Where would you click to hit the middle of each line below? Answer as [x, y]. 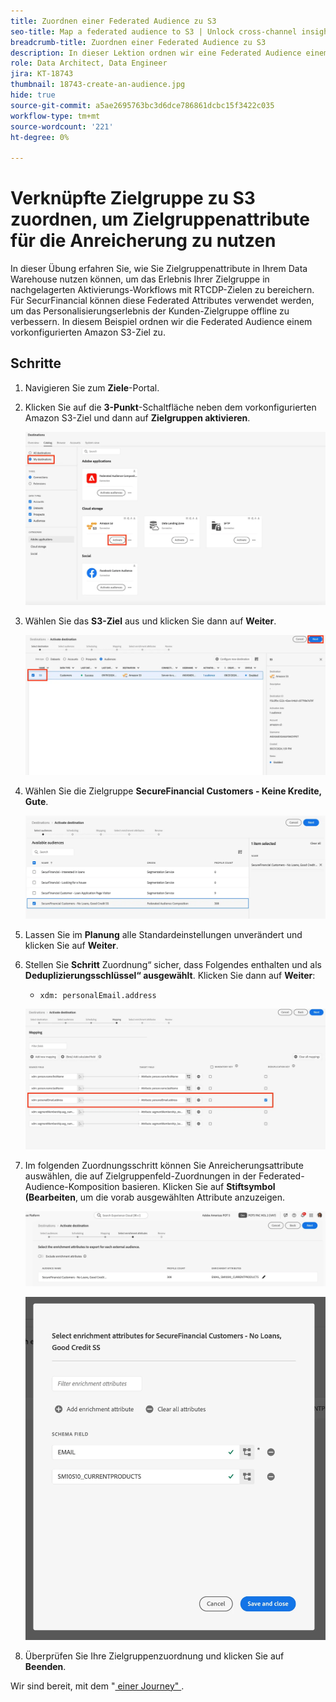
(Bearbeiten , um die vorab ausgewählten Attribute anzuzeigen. [155, 1197]
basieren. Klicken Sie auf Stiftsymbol [198, 1186]
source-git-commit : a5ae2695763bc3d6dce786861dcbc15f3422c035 [142, 105]
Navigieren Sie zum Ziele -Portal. [92, 387]
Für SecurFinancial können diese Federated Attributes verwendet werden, [162, 301]
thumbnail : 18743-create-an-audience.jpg [98, 85]
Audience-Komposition [72, 1186]
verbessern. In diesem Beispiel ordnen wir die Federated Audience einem [161, 322]
